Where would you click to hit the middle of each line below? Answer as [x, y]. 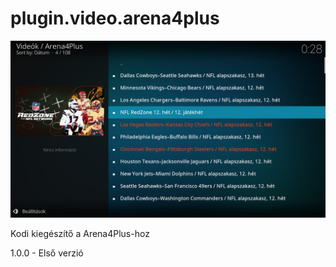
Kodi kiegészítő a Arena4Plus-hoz [80, 234]
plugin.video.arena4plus [115, 18]
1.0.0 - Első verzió [47, 253]
